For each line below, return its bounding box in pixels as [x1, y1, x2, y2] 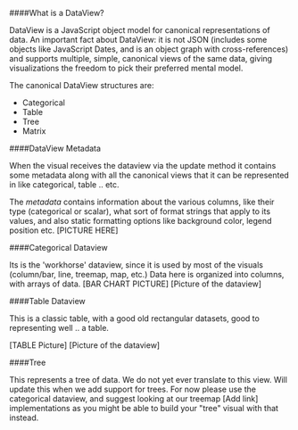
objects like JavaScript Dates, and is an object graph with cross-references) [9, 44, 289, 54]
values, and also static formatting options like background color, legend [9, 216, 272, 226]
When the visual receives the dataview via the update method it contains [9, 161, 277, 170]
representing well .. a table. [9, 323, 110, 333]
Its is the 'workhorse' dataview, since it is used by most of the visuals [9, 260, 263, 270]
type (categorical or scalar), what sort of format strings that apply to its [9, 206, 270, 217]
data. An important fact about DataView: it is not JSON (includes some [9, 35, 268, 45]
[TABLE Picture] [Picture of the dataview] [9, 340, 161, 351]
